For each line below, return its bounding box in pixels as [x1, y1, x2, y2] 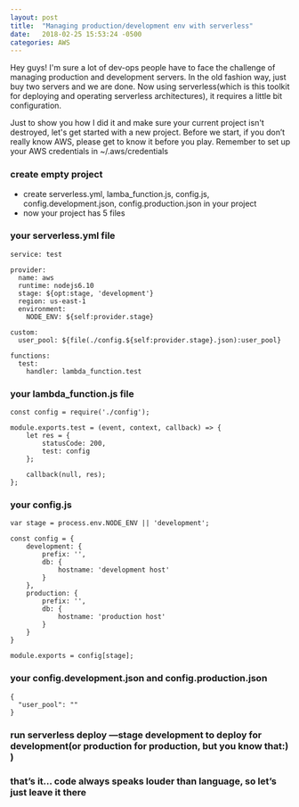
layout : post [10, 12, 59, 22]
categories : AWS [10, 37, 70, 47]
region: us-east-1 [18, 296, 87, 306]
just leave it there [10, 786, 87, 798]
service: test [10, 250, 63, 259]
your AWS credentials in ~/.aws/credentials [10, 146, 168, 157]
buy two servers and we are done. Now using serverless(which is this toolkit [10, 81, 290, 92]
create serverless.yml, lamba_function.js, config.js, [22, 188, 210, 199]
